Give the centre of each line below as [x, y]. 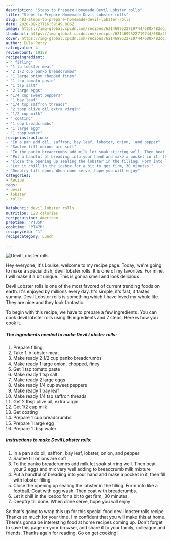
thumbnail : [17, 34]
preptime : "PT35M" [25, 222]
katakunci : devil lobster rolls [40, 208]
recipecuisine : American [32, 218]
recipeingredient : [25, 57]
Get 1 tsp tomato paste [37, 369]
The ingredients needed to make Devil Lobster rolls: [61, 335]
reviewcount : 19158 [26, 52]
